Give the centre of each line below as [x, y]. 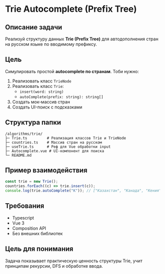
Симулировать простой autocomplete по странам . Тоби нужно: [72, 71]
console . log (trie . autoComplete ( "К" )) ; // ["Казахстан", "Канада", [74, 191]
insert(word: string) [41, 92]
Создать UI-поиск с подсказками [47, 107]
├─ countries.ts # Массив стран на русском [54, 142]
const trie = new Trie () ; [31, 182]
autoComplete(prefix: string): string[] [61, 97]
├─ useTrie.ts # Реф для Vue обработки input [58, 147]
